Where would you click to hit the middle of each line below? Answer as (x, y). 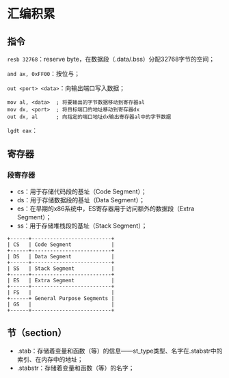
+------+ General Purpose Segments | (61, 298)
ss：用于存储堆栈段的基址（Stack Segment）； (82, 226)
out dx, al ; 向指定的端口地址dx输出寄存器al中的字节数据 (89, 117)
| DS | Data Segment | (61, 256)
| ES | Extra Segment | (61, 280)
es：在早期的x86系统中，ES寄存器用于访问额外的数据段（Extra (106, 208)
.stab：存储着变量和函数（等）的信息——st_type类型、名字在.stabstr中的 (120, 351)
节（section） (37, 333)
